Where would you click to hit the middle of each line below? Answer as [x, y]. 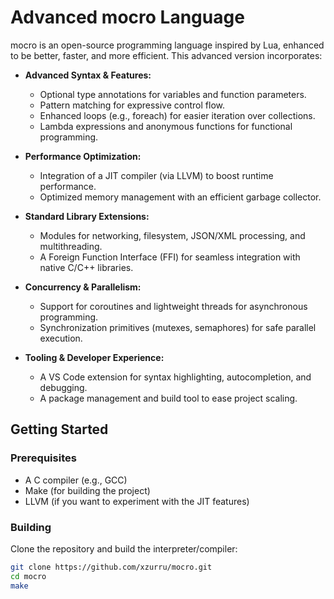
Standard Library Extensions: [87, 216]
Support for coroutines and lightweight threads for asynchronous [173, 306]
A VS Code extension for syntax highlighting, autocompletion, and [175, 377]
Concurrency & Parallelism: [83, 287]
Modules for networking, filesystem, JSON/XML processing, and [172, 235]
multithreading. [71, 246]
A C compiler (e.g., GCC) [76, 480]
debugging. [63, 387]
